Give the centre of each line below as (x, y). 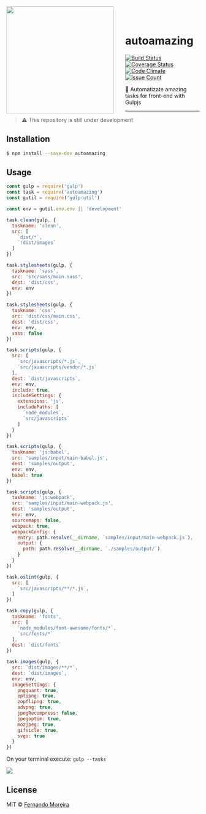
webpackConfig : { (34, 532)
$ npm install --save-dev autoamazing (56, 153)
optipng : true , (37, 696)
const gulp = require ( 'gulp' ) (45, 186)
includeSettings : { (37, 396)
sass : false (27, 333)
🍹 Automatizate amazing (156, 89)
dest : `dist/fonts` (37, 645)
